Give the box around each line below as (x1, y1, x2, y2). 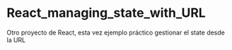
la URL (6, 35, 26, 44)
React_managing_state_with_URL (6, 5, 206, 21)
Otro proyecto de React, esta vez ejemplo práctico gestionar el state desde (6, 28, 226, 37)
